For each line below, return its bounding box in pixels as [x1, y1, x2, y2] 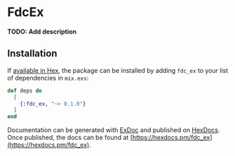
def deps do [7, 87, 42, 94]
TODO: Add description [7, 27, 77, 36]
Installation [7, 48, 58, 59]
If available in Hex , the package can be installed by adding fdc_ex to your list [7, 66, 229, 74]
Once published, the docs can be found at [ [7, 134, 133, 142]
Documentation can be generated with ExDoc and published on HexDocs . [7, 126, 220, 134]
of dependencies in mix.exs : [7, 73, 89, 82]
